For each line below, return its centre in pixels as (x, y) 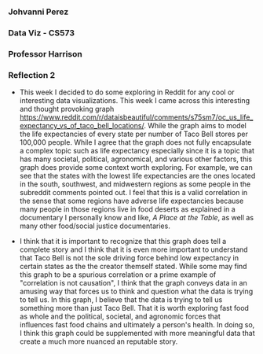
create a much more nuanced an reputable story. (99, 341)
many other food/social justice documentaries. (95, 226)
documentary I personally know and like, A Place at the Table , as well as (136, 218)
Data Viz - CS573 (41, 32)
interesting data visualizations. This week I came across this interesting (134, 101)
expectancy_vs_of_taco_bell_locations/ (82, 126)
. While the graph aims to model (195, 126)
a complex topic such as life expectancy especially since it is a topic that (137, 151)
